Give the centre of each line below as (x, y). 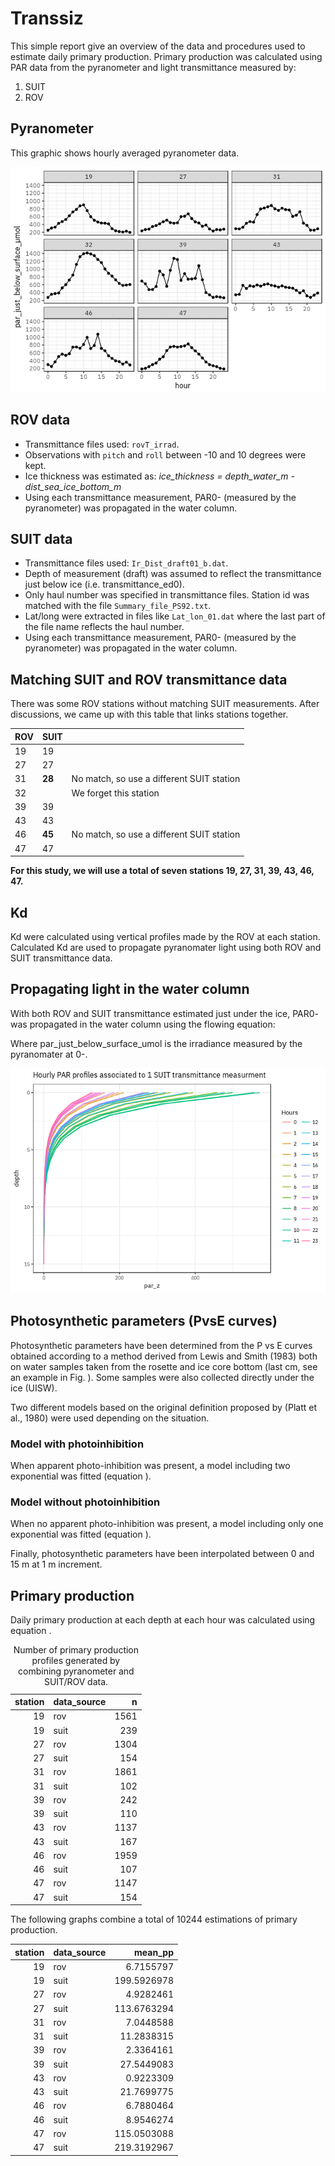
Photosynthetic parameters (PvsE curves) (144, 1321)
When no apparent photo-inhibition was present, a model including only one (167, 1524)
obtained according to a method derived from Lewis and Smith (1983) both (164, 1356)
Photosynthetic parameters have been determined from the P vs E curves (161, 1345)
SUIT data (41, 538)
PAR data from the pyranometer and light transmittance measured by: (153, 67)
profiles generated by (76, 1661)
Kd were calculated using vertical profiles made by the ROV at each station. (165, 936)
